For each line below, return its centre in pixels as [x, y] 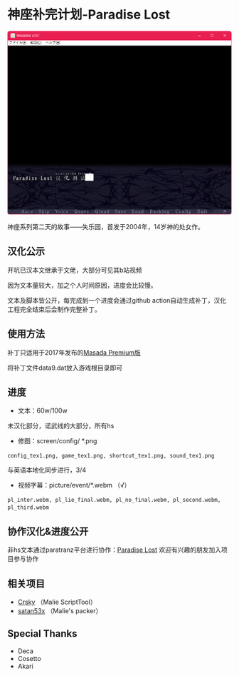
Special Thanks [42, 634]
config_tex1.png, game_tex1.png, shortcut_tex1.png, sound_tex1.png [111, 456]
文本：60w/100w [42, 410]
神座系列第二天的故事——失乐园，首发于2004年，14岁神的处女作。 [106, 226]
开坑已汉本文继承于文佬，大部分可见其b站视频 [75, 270]
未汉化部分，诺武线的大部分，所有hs [61, 426]
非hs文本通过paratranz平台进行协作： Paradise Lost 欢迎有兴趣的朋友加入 [115, 550]
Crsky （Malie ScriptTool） [57, 602]
